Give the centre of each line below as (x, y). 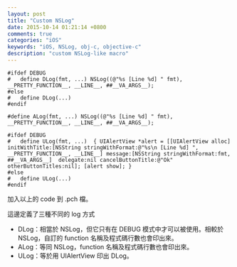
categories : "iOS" (35, 40)
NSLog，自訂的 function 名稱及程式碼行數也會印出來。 (98, 238)
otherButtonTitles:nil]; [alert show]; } (70, 166)
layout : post (27, 14)
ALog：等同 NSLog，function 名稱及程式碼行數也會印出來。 (105, 246)
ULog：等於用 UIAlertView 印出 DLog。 (75, 256)
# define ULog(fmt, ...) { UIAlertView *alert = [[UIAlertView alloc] (119, 141)
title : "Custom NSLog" (41, 21)
